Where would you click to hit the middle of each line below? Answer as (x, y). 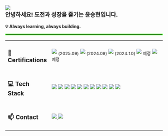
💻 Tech (19, 84)
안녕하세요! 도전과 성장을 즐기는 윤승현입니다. (62, 15)
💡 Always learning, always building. (43, 26)
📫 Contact (23, 117)
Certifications (27, 60)
